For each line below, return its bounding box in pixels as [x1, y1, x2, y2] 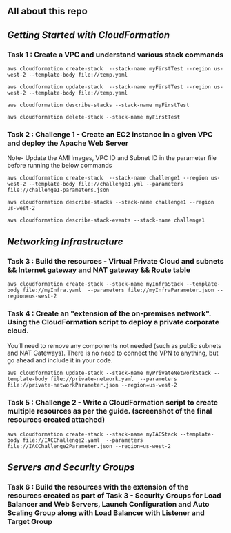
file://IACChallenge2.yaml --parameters [22, 436, 143, 444]
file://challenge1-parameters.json [7, 186, 110, 194]
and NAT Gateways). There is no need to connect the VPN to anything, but [7, 349, 219, 358]
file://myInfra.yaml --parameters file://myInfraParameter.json [22, 287, 214, 294]
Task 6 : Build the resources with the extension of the [7, 482, 189, 492]
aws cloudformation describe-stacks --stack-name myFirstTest [7, 101, 190, 109]
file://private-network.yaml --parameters [50, 376, 177, 382]
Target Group [7, 516, 53, 526]
